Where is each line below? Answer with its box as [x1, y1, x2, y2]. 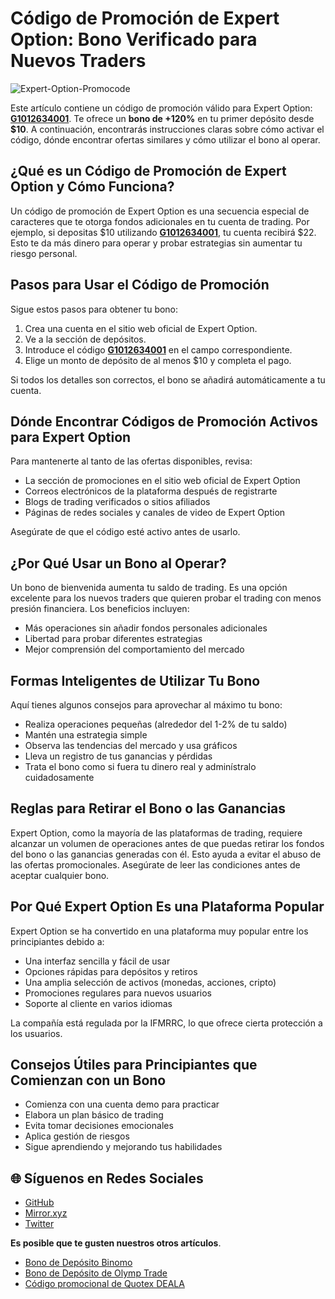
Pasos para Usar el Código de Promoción [10, 277, 270, 294]
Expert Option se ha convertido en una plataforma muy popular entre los [10, 925, 309, 937]
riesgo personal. [10, 247, 78, 259]
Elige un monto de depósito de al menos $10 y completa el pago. [24, 354, 292, 366]
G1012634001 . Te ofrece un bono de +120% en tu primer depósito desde [10, 112, 315, 124]
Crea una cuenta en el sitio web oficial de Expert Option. [24, 322, 258, 334]
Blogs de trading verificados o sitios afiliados [24, 496, 211, 508]
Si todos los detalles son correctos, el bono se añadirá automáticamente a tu [10, 373, 326, 386]
